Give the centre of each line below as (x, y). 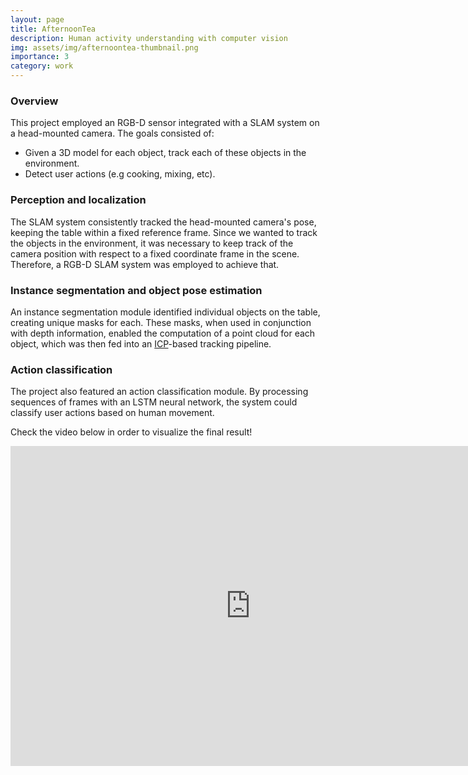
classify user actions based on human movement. (112, 413)
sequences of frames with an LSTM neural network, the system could (154, 402)
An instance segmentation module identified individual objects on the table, (165, 312)
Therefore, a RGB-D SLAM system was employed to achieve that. (145, 264)
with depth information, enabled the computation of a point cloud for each (163, 333)
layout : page (37, 19)
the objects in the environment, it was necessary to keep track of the (152, 243)
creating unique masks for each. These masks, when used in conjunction (161, 322)
